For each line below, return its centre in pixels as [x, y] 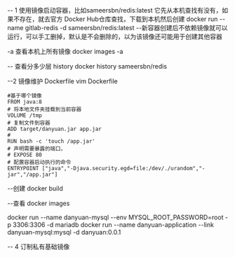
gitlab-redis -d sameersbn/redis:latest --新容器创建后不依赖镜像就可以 [126, 28]
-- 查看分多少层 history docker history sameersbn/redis [87, 66]
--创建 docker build [35, 188]
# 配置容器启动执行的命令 [39, 162]
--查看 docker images [39, 203]
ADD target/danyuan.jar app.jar [54, 129]
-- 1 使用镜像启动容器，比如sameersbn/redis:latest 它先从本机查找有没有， [115, 10]
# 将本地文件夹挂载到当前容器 [45, 109]
